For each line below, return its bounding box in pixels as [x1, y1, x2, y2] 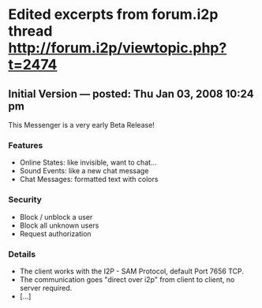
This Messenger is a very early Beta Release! [8, 121, 155, 129]
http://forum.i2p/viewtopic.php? [8, 39, 227, 57]
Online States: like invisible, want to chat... [19, 158, 157, 167]
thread [8, 22, 53, 40]
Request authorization [19, 228, 92, 238]
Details [8, 248, 36, 259]
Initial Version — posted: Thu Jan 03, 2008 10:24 [8, 87, 254, 100]
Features [8, 139, 43, 150]
